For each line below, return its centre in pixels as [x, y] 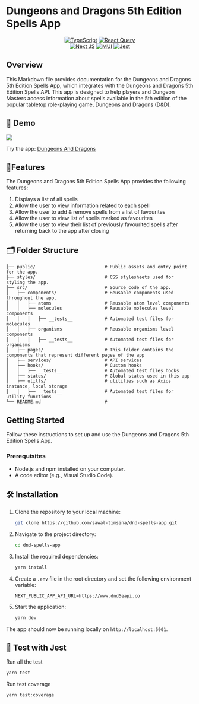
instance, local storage [37, 386]
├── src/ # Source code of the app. [89, 288]
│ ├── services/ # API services [74, 360]
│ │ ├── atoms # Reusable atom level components [98, 303]
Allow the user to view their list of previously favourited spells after [96, 224]
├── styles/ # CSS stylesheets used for [90, 277]
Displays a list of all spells [46, 199]
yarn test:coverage [30, 695]
